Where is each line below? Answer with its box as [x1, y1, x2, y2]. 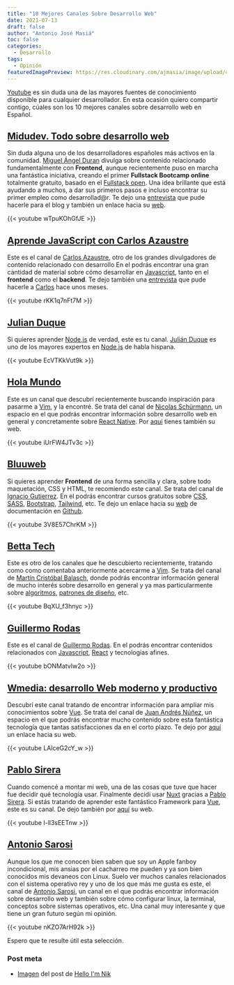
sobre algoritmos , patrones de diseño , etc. [7, 588, 129, 597]
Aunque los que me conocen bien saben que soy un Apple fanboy [7, 857, 197, 866]
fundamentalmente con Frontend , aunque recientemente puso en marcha [7, 163, 219, 172]
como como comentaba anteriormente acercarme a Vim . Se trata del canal [7, 567, 221, 575]
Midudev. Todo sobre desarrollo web [7, 130, 169, 142]
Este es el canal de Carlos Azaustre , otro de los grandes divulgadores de [7, 253, 217, 262]
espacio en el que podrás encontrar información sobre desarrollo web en [7, 409, 217, 418]
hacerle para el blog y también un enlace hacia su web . [7, 200, 166, 210]
